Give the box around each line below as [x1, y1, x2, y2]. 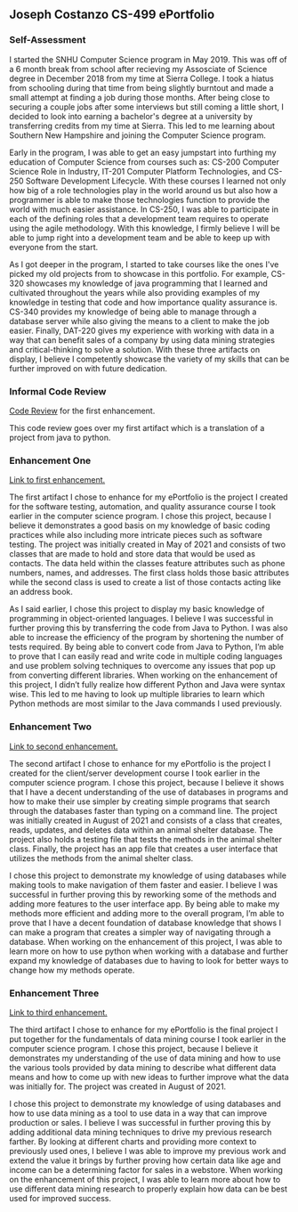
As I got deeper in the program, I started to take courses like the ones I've [9, 258, 279, 270]
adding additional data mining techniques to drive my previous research [9, 1127, 272, 1137]
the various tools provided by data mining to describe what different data [9, 1062, 277, 1072]
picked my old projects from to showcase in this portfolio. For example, [9, 268, 270, 279]
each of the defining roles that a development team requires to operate [9, 213, 270, 224]
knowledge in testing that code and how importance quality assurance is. [9, 297, 278, 307]
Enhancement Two [9, 720, 92, 733]
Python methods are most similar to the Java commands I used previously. [9, 698, 283, 709]
